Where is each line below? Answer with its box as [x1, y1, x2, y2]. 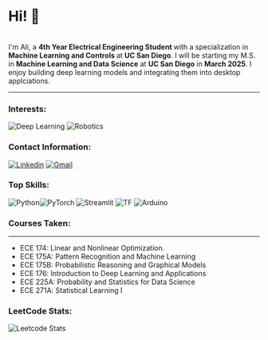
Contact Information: [8, 141, 92, 152]
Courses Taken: [8, 217, 71, 228]
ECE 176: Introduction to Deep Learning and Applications [19, 269, 207, 279]
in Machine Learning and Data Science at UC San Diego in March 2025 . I [8, 59, 252, 69]
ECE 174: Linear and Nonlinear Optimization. [19, 243, 165, 253]
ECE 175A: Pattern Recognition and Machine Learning [19, 251, 196, 262]
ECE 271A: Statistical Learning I [19, 286, 123, 295]
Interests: [8, 103, 47, 114]
